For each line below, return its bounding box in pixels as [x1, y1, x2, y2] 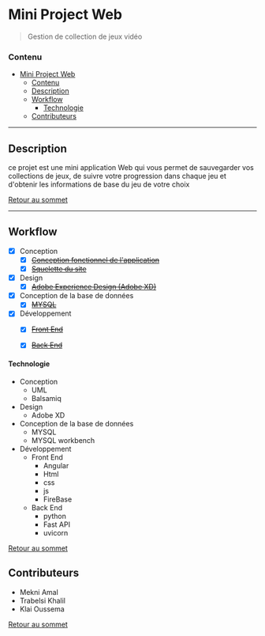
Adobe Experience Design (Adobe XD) [31, 282, 157, 292]
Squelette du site [31, 263, 87, 274]
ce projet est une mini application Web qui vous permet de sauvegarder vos [8, 163, 254, 172]
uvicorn [43, 528, 69, 537]
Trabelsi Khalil [19, 596, 65, 605]
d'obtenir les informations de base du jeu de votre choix [8, 180, 190, 189]
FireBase [43, 494, 73, 504]
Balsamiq [31, 393, 62, 403]
